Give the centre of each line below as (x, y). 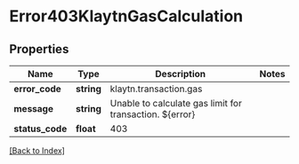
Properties (39, 49)
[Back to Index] (37, 151)
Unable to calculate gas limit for (176, 103)
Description (181, 74)
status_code (40, 129)
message (33, 109)
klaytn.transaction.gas (156, 89)
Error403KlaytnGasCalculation (126, 16)
